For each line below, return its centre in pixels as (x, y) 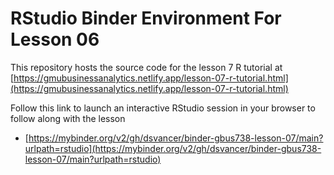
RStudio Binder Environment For (146, 18)
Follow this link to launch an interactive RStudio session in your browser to (163, 108)
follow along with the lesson (68, 118)
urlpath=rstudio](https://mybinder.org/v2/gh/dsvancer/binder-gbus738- (173, 148)
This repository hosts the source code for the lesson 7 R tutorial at (146, 67)
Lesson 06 (55, 39)
